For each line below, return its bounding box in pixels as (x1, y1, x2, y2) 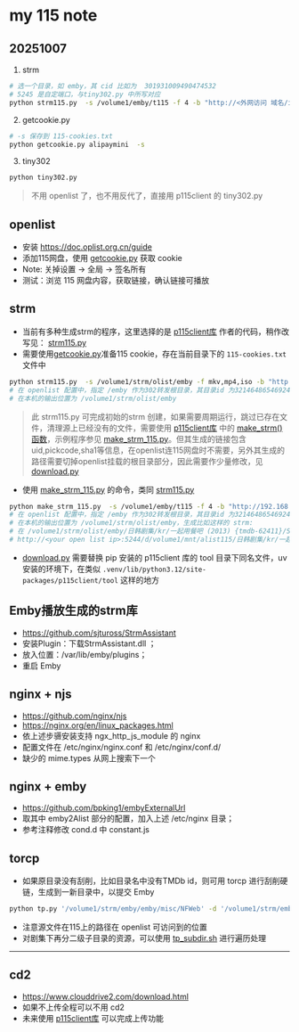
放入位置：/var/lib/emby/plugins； (21, 649, 148, 659)
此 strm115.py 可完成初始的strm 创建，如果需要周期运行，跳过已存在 (30, 411, 280, 422)
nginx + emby (9, 779, 87, 794)
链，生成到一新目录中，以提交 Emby (21, 887, 155, 897)
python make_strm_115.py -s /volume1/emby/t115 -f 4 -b (9, 502, 225, 511)
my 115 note (9, 5, 98, 26)
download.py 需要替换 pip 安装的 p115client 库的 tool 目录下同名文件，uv (21, 552, 287, 562)
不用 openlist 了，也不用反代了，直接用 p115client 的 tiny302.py (30, 191, 263, 201)
